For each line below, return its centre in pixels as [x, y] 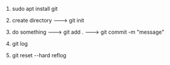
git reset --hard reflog [39, 55]
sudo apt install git [35, 9]
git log [20, 44]
